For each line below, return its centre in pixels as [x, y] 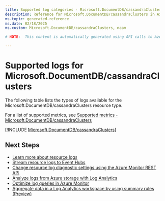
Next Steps [22, 145]
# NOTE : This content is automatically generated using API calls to [79, 37]
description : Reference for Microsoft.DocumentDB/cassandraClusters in [80, 14]
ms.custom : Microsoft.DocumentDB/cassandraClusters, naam [66, 28]
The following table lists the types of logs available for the [64, 100]
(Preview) [22, 194]
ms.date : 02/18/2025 [26, 23]
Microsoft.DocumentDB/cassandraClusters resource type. [64, 105]
